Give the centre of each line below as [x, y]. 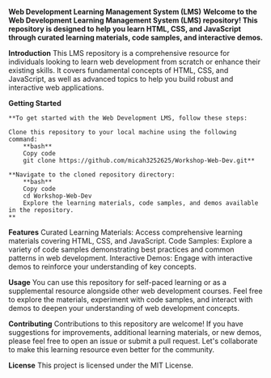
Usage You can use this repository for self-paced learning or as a [117, 282]
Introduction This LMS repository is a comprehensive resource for [119, 53]
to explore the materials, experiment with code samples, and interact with [131, 299]
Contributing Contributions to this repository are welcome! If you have [126, 324]
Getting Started [35, 103]
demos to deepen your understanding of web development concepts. [124, 308]
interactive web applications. [56, 87]
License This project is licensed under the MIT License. [101, 365]
